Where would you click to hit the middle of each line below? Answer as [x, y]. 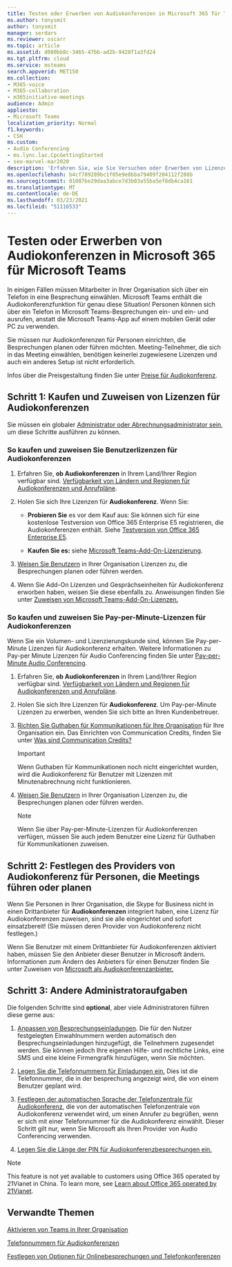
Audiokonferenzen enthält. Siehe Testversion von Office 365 [114, 530]
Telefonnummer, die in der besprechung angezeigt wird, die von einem [118, 1078]
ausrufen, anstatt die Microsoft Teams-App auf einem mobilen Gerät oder [112, 318]
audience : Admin [30, 104]
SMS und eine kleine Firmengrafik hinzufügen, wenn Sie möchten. [111, 1057]
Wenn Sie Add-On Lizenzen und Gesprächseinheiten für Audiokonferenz [120, 584]
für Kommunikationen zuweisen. [63, 844]
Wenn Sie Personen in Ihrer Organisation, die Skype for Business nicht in [110, 904]
